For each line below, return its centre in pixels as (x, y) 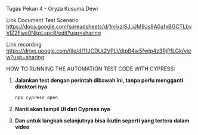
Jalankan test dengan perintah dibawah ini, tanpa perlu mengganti (99, 80)
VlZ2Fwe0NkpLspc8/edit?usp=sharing (54, 33)
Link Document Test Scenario (42, 20)
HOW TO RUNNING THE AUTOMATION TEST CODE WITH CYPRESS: (91, 69)
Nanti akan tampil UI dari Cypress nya (62, 109)
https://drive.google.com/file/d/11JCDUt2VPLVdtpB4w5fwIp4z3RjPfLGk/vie (99, 51)
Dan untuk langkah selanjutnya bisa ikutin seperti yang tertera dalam (102, 120)
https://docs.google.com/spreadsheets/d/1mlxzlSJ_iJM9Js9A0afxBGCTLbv (99, 27)
